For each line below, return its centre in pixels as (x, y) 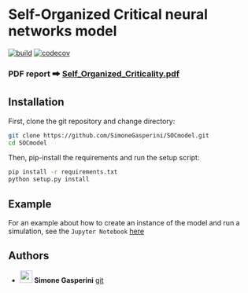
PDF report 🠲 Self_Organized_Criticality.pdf (94, 74)
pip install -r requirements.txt (63, 172)
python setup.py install (49, 179)
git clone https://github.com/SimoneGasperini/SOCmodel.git (109, 135)
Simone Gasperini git (69, 280)
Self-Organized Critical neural (108, 15)
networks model (63, 31)
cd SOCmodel (28, 143)
